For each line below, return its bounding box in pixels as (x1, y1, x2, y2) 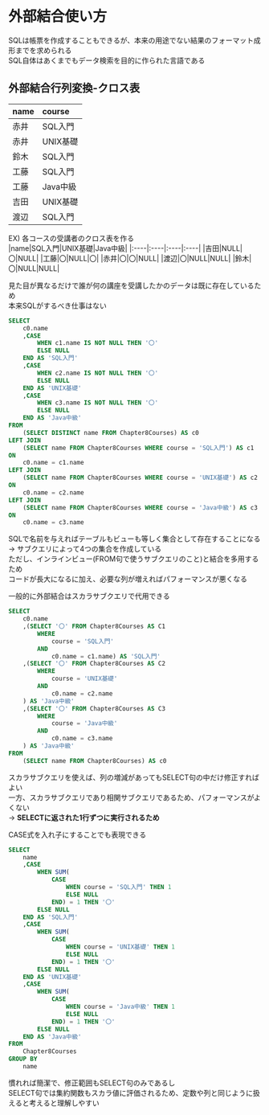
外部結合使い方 (8, 7, 108, 26)
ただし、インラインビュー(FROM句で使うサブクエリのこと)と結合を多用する (8, 554, 259, 564)
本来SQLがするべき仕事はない (8, 301, 107, 310)
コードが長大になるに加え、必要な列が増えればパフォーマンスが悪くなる (8, 574, 247, 584)
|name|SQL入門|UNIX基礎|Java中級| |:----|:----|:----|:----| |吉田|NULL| (8, 243, 243, 253)
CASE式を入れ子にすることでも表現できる (8, 830, 147, 839)
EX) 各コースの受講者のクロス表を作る (8, 233, 135, 243)
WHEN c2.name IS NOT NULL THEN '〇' (37, 369, 159, 377)
